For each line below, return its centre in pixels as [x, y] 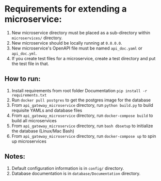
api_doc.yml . [24, 53]
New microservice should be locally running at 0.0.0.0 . [67, 43]
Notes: [15, 156]
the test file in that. [30, 64]
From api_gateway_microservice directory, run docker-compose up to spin [84, 136]
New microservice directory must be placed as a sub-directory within [81, 33]
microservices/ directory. [37, 38]
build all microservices [34, 120]
